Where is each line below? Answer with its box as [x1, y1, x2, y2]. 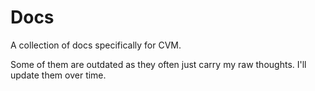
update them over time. [10, 69, 107, 81]
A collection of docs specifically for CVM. [10, 39, 182, 51]
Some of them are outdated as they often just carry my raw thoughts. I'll [10, 58, 307, 70]
